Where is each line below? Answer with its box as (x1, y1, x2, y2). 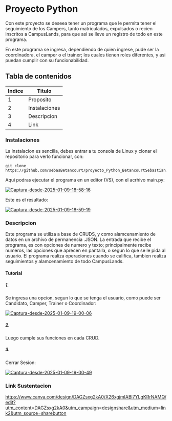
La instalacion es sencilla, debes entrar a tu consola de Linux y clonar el (5, 148, 157, 154)
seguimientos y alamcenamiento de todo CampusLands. (5, 258, 124, 265)
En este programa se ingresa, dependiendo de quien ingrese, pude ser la (5, 46, 159, 52)
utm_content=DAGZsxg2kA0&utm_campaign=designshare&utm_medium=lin (5, 405, 166, 411)
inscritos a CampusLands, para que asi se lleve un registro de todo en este (5, 31, 163, 37)
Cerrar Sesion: (5, 359, 36, 366)
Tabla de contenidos (5, 72, 72, 81)
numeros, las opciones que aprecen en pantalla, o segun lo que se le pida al (5, 247, 166, 254)
